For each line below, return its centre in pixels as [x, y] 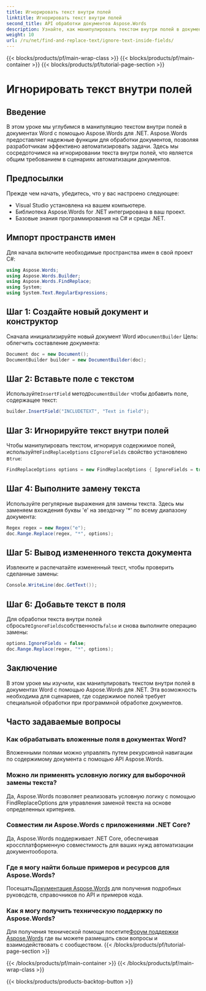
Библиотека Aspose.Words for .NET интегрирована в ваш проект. [100, 212]
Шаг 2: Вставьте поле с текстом [71, 379]
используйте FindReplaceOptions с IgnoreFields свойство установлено [97, 452]
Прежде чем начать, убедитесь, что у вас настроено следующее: [93, 193]
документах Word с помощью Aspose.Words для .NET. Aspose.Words [97, 133]
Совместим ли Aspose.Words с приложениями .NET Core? [98, 825]
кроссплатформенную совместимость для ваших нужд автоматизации [100, 845]
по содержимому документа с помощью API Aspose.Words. [85, 759]
